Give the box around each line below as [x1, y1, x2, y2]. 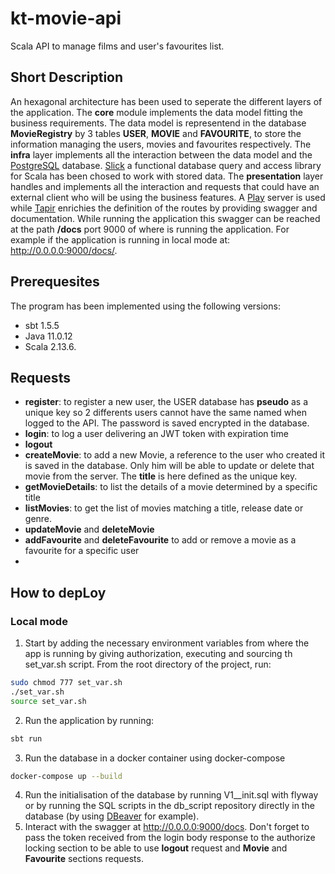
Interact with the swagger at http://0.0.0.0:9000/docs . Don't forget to [24, 821, 310, 833]
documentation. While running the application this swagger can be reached [10, 212, 321, 224]
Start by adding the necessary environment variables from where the [24, 637, 310, 649]
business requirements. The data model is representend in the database [10, 117, 307, 129]
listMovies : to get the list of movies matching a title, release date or [24, 502, 304, 514]
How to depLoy [10, 584, 107, 601]
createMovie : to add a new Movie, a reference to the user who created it [24, 449, 326, 461]
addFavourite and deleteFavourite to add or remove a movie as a [24, 534, 297, 546]
